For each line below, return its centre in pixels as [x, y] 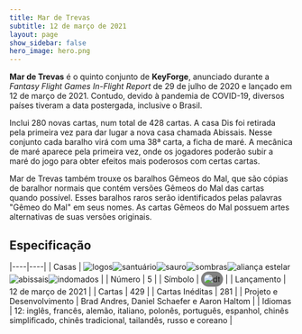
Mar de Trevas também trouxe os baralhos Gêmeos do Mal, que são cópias [149, 179]
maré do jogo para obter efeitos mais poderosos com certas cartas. [135, 161]
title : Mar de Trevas [50, 18]
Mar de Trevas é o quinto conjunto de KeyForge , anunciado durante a [140, 77]
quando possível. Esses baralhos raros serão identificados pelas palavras [146, 198]
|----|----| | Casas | [46, 266]
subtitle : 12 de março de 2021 [68, 26]
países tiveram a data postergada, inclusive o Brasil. [106, 105]
